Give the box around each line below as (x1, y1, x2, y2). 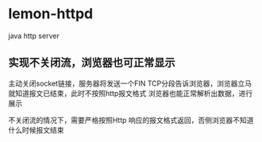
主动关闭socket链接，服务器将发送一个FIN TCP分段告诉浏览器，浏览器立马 (8, 79, 252, 88)
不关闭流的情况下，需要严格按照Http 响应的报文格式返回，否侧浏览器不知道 (8, 115, 254, 125)
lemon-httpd (8, 5, 94, 23)
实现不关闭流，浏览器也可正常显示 (8, 56, 175, 70)
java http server (8, 31, 60, 40)
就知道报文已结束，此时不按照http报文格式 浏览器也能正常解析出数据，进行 (8, 88, 252, 98)
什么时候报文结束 (8, 125, 64, 135)
